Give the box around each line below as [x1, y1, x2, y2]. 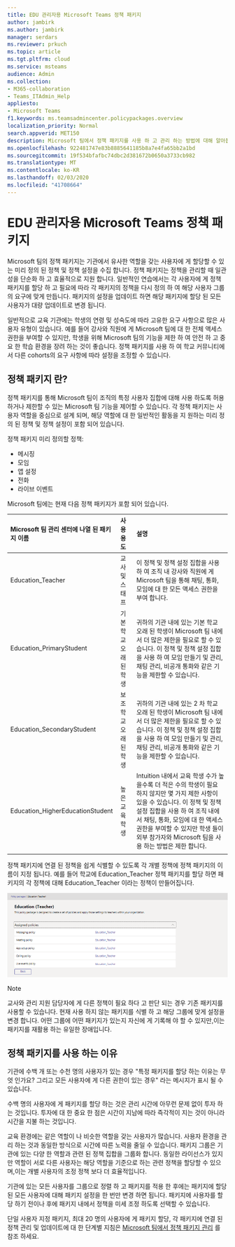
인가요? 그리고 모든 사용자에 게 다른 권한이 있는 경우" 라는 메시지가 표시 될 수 [14, 1076, 224, 1084]
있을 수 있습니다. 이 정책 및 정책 [136, 798, 222, 806]
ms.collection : [7, 78, 52, 85]
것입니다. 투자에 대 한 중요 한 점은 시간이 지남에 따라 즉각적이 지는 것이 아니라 [14, 1109, 225, 1117]
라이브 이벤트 [17, 484, 54, 493]
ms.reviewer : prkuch [7, 41, 68, 48]
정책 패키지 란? [7, 373, 68, 385]
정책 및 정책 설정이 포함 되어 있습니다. [22, 420, 124, 428]
